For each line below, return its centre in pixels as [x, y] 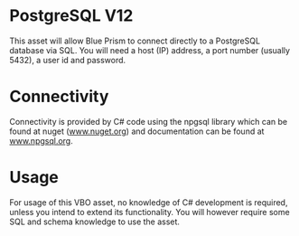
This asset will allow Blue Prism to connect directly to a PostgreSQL [135, 41]
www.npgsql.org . [42, 140]
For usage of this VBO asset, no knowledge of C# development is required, [149, 202]
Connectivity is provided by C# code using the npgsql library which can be [148, 121]
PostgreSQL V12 [71, 16]
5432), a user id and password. [68, 60]
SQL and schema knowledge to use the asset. [95, 222]
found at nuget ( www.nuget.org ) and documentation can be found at [137, 131]
